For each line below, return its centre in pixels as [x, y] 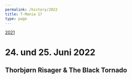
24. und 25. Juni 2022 [50, 52]
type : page [16, 19]
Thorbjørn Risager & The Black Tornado [66, 70]
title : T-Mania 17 [24, 14]
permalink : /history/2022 [31, 10]
